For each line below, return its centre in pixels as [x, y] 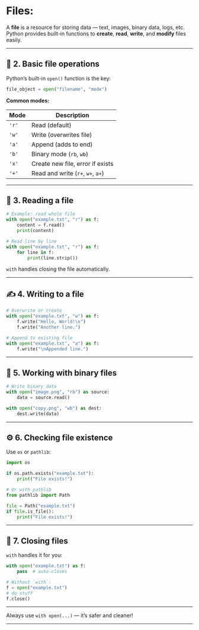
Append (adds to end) [62, 144]
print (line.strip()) [53, 258]
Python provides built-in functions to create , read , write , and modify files [96, 33]
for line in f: [36, 252]
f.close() [18, 599]
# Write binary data [32, 387]
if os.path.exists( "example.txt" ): [50, 474]
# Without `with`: [29, 582]
